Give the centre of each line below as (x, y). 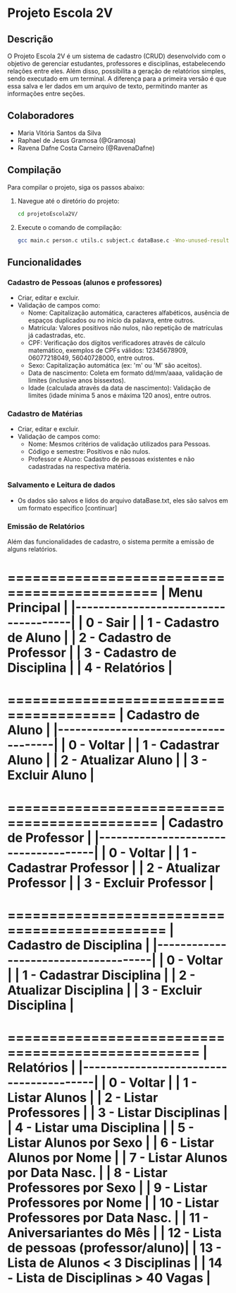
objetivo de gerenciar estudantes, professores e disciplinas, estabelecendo (116, 64)
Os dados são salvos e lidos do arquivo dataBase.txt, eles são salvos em (123, 501)
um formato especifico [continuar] (67, 508)
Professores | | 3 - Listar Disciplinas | (118, 1112)
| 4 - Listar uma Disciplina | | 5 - (101, 1127)
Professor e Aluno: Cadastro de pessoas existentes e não (111, 459)
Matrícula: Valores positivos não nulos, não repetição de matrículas (125, 328)
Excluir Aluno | (51, 775)
